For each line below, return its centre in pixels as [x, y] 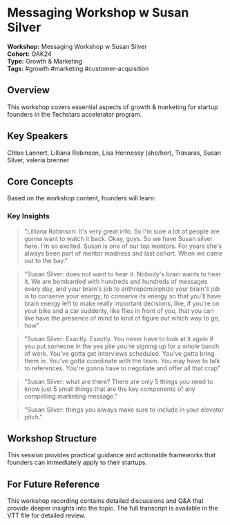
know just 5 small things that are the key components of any [109, 389]
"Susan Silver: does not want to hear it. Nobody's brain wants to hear [123, 274]
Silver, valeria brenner [38, 160]
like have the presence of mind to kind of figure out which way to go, [122, 318]
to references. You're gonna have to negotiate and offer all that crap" [122, 368]
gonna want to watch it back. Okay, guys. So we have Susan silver [118, 238]
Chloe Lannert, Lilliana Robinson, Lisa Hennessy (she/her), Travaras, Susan [114, 153]
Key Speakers [38, 136]
